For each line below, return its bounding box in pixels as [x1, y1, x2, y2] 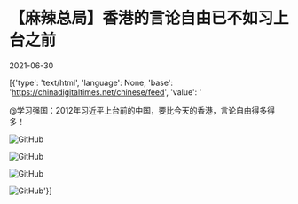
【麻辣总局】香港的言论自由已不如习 [9, 8, 274, 28]
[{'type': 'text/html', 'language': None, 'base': [9, 77, 174, 88]
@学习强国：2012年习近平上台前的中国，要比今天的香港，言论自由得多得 [9, 105, 276, 115]
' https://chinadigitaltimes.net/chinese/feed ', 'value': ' [9, 86, 202, 98]
